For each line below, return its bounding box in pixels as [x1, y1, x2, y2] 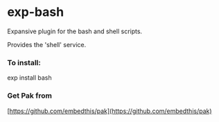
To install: [7, 58, 42, 67]
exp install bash [7, 73, 52, 82]
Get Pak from [7, 91, 52, 101]
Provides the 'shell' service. [7, 40, 87, 49]
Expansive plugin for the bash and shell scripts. [7, 27, 143, 35]
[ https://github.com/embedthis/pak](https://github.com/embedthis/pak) [7, 107, 213, 115]
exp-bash [7, 4, 64, 20]
